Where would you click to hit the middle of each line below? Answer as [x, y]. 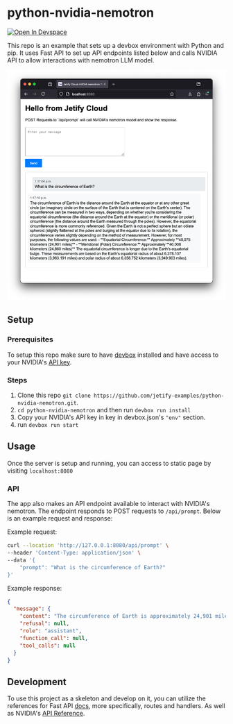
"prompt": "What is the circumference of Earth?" [93, 567]
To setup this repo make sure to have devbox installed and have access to [113, 355]
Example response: [35, 588]
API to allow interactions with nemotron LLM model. [81, 60]
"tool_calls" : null [48, 646]
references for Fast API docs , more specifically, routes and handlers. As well [116, 706]
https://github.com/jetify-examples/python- [159, 396]
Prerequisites [30, 339]
